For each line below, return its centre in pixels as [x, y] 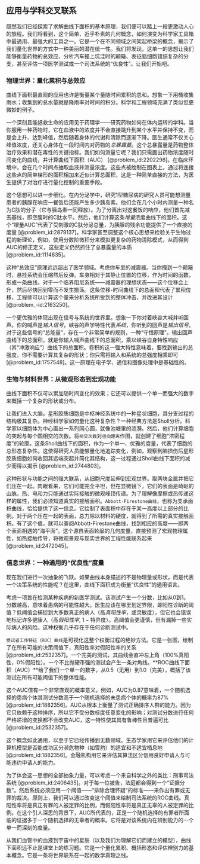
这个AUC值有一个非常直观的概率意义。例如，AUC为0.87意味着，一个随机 [96, 690]
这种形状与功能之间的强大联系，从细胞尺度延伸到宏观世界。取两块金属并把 [97, 479]
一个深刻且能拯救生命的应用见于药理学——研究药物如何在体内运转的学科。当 [100, 123]
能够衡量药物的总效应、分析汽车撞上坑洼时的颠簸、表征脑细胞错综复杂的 [95, 56]
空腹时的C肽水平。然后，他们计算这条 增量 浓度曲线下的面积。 [107, 218]
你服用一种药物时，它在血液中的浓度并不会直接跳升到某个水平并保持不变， [97, 130]
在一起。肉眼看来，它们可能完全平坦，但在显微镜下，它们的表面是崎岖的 [105, 486]
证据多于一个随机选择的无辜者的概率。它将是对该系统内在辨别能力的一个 [105, 820]
